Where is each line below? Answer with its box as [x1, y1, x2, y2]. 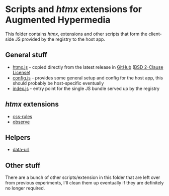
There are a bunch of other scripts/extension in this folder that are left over [5, 174, 160, 180]
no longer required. [5, 185, 45, 191]
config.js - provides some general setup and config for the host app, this [12, 74, 163, 81]
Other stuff [5, 161, 41, 169]
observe [12, 119, 30, 125]
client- [148, 31, 162, 37]
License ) [12, 69, 31, 75]
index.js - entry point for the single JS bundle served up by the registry [12, 85, 160, 91]
